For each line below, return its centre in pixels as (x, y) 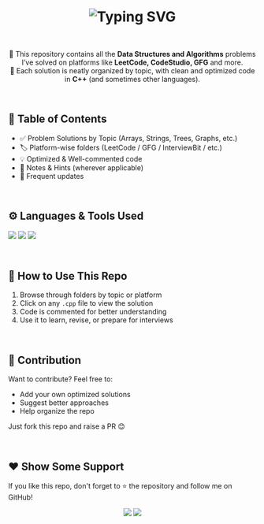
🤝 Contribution (45, 360)
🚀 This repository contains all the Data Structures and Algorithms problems (132, 54)
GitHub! (20, 497)
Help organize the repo (57, 411)
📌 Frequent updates (52, 176)
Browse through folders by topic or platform (91, 295)
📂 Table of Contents (58, 119)
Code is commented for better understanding (93, 312)
